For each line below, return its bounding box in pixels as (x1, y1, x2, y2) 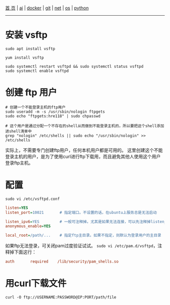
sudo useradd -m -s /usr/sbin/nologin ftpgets (5, 109, 105, 114)
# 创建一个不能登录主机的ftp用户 (5, 105, 66, 110)
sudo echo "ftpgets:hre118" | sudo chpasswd (5, 113, 101, 118)
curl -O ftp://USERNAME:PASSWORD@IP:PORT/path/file (5, 295, 116, 300)
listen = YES (5, 205, 28, 210)
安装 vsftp (5, 29, 48, 41)
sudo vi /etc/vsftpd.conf (5, 196, 60, 201)
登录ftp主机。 (5, 159, 33, 166)
